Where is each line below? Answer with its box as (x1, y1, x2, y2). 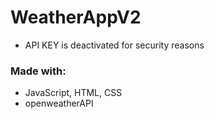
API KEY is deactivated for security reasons (24, 39, 205, 51)
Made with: (10, 64, 67, 78)
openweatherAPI (24, 97, 94, 110)
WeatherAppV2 (10, 6, 142, 29)
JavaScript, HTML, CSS (24, 87, 123, 99)
